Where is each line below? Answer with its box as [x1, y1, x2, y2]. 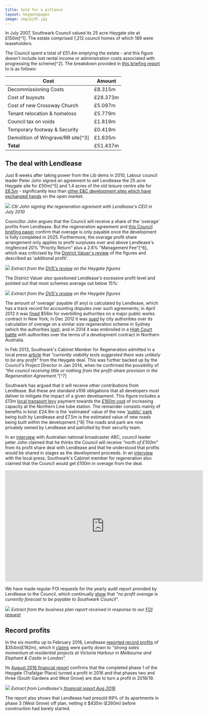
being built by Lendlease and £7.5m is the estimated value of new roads [5, 414, 151, 420]
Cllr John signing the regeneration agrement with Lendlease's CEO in [11, 204, 152, 209]
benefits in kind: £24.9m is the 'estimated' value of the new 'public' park [5, 409, 152, 415]
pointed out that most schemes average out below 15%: [5, 280, 119, 286]
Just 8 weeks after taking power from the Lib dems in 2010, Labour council [5, 172, 158, 178]
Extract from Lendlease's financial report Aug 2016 [11, 685, 116, 691]
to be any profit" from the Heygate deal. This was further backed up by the [5, 357, 158, 363]
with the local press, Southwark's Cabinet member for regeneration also [5, 455, 152, 461]
